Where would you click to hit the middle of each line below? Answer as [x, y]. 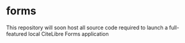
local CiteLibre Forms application [68, 33]
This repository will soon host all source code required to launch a [87, 27]
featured [17, 33]
